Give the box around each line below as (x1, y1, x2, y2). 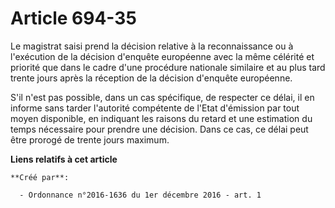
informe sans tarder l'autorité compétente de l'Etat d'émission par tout (10, 102, 300, 114)
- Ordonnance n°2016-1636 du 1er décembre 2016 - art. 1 (19, 190, 262, 200)
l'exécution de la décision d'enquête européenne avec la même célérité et (10, 50, 315, 62)
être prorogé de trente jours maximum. (10, 133, 170, 146)
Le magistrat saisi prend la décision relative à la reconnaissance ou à (10, 40, 294, 52)
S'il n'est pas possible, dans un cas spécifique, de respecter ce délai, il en (10, 91, 315, 103)
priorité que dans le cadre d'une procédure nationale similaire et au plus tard (10, 61, 326, 73)
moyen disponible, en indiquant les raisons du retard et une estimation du (10, 112, 313, 124)
